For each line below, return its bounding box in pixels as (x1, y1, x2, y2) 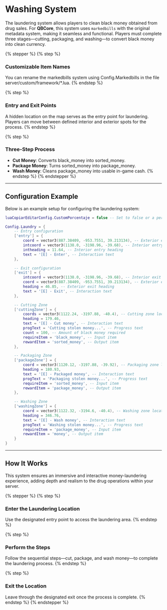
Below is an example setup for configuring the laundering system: (5, 205, 140, 211)
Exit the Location (5, 583, 47, 590)
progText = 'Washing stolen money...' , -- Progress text (23, 422, 143, 427)
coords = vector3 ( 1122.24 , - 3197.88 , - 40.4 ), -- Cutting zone (23, 311, 155, 317)
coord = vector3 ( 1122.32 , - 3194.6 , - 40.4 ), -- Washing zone (23, 409, 150, 414)
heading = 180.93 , (23, 367, 61, 372)
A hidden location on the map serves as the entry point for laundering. (5, 113, 149, 119)
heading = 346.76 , (23, 413, 61, 418)
